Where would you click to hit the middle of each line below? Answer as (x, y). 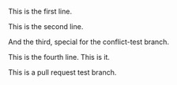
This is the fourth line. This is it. (59, 57)
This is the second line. (46, 26)
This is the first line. (40, 11)
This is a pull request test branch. (62, 72)
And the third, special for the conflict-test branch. (89, 42)
